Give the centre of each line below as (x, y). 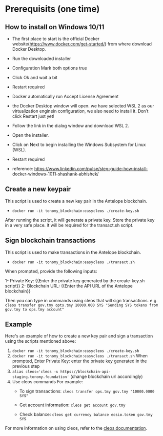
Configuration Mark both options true (50, 68)
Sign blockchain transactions (51, 240)
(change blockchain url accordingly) (106, 376)
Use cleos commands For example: (48, 382)
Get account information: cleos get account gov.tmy (72, 405)
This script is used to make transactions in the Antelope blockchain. (73, 252)
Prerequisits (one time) (52, 9)
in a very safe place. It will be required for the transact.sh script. (69, 225)
